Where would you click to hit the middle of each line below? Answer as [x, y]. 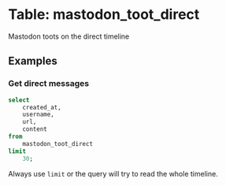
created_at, [42, 107]
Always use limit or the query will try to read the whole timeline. [113, 173]
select [19, 100]
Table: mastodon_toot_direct [104, 15]
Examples [33, 61]
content [35, 129]
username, [39, 115]
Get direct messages [48, 84]
